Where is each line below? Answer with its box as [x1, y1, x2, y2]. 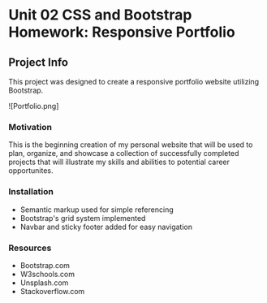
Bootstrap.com [19, 260, 71, 270]
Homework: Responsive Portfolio [8, 23, 235, 41]
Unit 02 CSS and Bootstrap [8, 6, 192, 24]
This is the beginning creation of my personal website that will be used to [8, 140, 253, 149]
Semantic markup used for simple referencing [19, 205, 174, 214]
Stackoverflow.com [19, 286, 85, 296]
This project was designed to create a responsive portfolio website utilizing [8, 77, 260, 86]
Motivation [8, 121, 53, 132]
